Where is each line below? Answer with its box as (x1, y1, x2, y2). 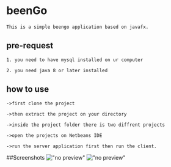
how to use (6, 84, 49, 95)
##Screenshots (6, 154, 45, 161)
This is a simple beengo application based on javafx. (6, 24, 149, 30)
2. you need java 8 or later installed (6, 67, 108, 73)
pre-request (6, 40, 54, 51)
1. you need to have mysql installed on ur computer (6, 56, 144, 63)
